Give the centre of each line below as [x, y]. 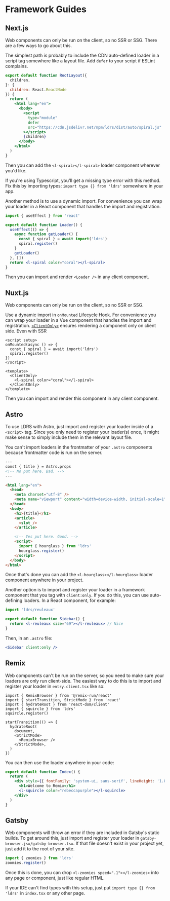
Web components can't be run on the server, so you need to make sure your [85, 675]
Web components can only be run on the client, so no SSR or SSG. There [81, 40]
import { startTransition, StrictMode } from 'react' [63, 700]
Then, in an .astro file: [29, 638]
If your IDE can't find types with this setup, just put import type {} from [80, 888]
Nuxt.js [17, 293]
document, [25, 731]
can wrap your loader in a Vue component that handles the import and [78, 320]
